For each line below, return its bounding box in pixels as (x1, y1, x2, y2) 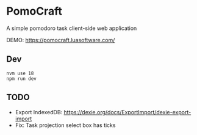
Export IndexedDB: (15, 108, 63, 115)
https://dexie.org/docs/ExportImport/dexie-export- (63, 108, 192, 115)
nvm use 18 (6, 70, 34, 76)
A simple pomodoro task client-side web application (6, 24, 137, 32)
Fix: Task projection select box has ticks (15, 121, 116, 129)
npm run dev (6, 75, 37, 82)
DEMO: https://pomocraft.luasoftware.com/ (6, 36, 115, 43)
